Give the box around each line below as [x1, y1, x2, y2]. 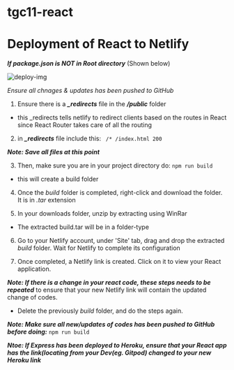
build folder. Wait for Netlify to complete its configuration [17, 244, 181, 252]
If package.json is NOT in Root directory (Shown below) [7, 59, 171, 68]
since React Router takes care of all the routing [17, 121, 152, 129]
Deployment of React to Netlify [7, 36, 189, 52]
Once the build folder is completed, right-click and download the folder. [17, 188, 223, 197]
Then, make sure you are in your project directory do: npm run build [17, 161, 213, 170]
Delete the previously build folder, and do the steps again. [17, 306, 183, 315]
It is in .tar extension [17, 196, 76, 205]
